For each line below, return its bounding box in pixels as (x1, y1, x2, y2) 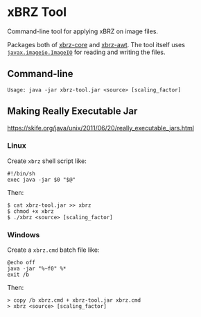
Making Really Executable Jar (7, 105, 138, 117)
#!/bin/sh (7, 170, 36, 177)
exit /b (7, 271, 30, 278)
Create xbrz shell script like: (7, 157, 87, 165)
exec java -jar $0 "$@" (7, 176, 76, 183)
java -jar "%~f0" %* (7, 265, 67, 273)
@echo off (7, 259, 36, 266)
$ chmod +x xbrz (7, 207, 54, 215)
